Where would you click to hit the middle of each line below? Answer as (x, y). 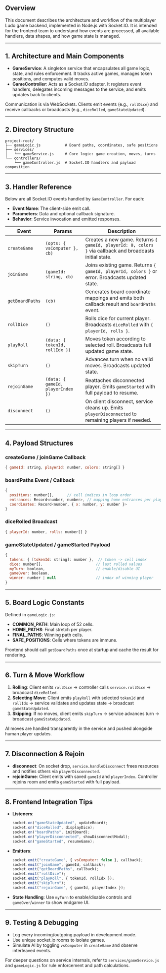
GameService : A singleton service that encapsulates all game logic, (81, 68)
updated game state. (109, 351)
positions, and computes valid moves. (51, 78)
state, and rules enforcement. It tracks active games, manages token (82, 73)
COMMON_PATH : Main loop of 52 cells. (53, 624)
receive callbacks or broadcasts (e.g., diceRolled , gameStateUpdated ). (76, 109)
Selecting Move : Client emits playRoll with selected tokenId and (78, 698)
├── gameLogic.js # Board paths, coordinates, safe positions (82, 145)
